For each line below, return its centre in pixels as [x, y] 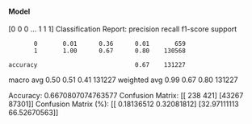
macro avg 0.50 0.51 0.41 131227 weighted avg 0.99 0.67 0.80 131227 [123, 80]
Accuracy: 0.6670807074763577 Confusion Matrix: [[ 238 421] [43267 [126, 96]
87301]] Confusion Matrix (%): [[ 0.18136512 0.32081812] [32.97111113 [124, 104]
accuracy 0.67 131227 [97, 65]
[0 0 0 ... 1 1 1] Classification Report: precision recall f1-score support [123, 29]
